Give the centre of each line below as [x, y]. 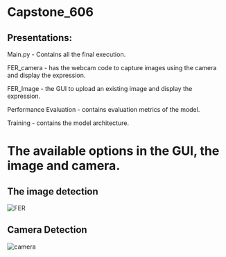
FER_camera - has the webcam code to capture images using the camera [112, 68]
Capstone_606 [50, 12]
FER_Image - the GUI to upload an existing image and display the [100, 89]
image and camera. [64, 166]
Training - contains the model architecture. [68, 123]
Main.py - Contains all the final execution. [67, 54]
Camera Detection [47, 230]
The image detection [53, 191]
